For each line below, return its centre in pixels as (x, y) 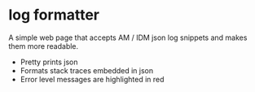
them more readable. (44, 46)
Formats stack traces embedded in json (87, 70)
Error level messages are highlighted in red (92, 79)
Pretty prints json (49, 62)
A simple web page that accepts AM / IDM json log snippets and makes (128, 37)
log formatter (54, 15)
